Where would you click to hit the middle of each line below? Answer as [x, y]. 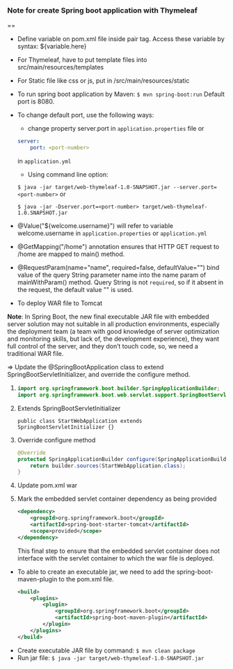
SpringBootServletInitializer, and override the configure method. [99, 375]
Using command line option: [68, 175]
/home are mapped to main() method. [71, 254]
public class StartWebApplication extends [80, 421]
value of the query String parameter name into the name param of [112, 275]
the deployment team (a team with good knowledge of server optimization [113, 332]
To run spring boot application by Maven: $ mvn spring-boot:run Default [121, 94]
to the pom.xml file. [87, 579]
